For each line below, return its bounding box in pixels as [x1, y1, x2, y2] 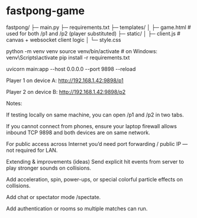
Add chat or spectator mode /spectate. [6, 193, 101, 200]
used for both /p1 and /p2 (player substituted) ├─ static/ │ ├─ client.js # [6, 30, 180, 37]
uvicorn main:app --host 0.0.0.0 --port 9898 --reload [6, 65, 136, 72]
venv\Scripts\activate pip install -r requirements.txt [6, 54, 130, 61]
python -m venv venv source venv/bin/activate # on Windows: [6, 47, 158, 54]
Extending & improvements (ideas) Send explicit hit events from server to [6, 158, 185, 165]
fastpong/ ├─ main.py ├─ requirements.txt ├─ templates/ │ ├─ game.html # [6, 24, 191, 31]
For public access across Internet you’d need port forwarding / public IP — [6, 140, 188, 147]
